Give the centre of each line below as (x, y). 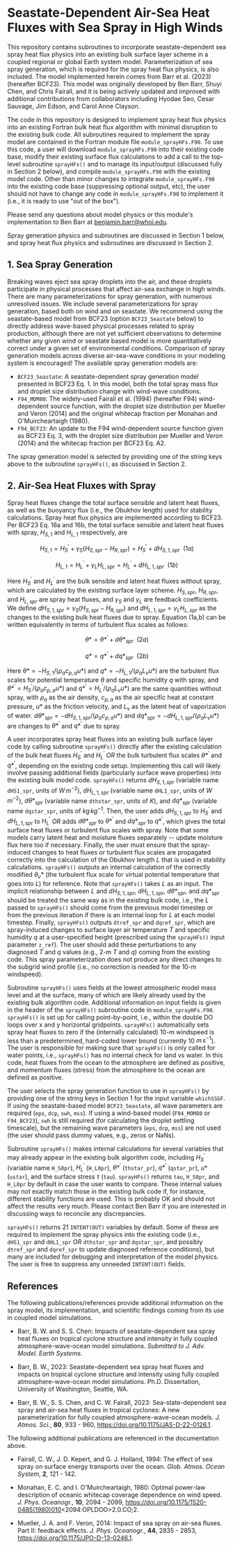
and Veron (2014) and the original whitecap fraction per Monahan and (117, 413)
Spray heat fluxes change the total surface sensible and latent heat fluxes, (114, 502)
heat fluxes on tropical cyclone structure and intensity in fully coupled (117, 1338)
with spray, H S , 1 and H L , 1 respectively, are (67, 533)
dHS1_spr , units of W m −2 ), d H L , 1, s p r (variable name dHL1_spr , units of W (110, 791)
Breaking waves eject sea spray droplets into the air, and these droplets (110, 281)
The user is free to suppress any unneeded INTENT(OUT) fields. (97, 1264)
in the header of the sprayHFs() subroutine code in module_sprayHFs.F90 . (111, 1010)
